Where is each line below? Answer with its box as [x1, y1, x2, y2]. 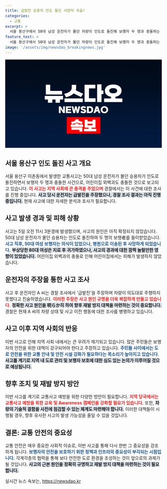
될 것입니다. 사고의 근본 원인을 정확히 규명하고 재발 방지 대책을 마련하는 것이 [5, 462, 151, 468]
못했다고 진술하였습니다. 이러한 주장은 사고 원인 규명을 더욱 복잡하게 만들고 [5, 296, 149, 302]
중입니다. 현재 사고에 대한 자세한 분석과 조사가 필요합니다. [5, 198, 117, 204]
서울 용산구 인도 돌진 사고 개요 [5, 159, 91, 167]
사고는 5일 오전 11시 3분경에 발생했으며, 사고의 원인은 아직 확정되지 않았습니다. [5, 228, 157, 234]
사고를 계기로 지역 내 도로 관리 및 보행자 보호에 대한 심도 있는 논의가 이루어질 [5, 357, 151, 363]
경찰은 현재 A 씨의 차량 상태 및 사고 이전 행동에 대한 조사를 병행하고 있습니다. [5, 308, 154, 314]
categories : [5, 13, 30, 18]
